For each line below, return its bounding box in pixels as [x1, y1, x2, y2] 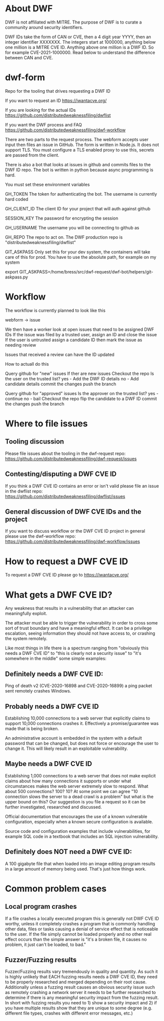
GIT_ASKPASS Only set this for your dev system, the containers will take [5, 249, 151, 255]
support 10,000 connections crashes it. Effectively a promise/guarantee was [5, 720, 159, 726]
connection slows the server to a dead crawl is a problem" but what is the [5, 794, 154, 799]
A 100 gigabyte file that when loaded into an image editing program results [5, 861, 156, 867]
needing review [5, 342, 36, 348]
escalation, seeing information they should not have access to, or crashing [5, 630, 156, 636]
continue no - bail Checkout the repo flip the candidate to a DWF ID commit [5, 396, 157, 401]
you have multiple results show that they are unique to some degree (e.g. [5, 1005, 153, 1011]
